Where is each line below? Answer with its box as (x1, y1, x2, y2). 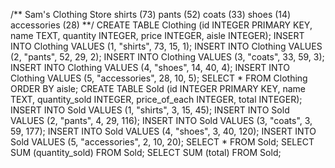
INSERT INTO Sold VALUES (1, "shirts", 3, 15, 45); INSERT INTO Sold (10, 104, 290, 116)
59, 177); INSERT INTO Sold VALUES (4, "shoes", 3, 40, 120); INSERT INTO (10, 125, 317, 137)
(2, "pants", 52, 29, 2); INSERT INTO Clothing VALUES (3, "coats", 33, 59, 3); (10, 51, 325, 63)
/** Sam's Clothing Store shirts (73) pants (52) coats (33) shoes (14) (10, 9, 292, 20)
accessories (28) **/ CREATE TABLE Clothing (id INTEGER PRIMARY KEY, (10, 19, 313, 31)
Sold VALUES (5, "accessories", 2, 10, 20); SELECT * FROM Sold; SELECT (10, 136, 315, 148)
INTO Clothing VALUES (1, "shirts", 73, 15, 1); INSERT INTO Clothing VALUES (10, 40, 323, 52)
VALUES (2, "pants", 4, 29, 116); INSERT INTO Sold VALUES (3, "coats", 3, (10, 115, 313, 126)
